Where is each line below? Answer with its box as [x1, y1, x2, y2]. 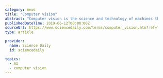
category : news [5, 7, 36, 12]
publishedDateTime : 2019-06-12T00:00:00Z [5, 20, 90, 26]
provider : [5, 39, 25, 44]
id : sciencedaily [9, 47, 45, 53]
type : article [5, 30, 34, 35]
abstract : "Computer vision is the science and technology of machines [5, 16, 153, 21]
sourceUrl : [5, 25, 27, 30]
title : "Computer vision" [5, 12, 57, 17]
